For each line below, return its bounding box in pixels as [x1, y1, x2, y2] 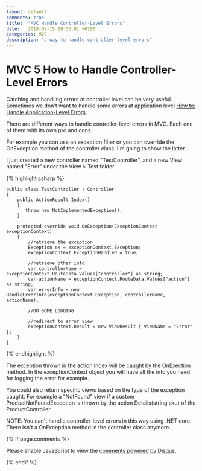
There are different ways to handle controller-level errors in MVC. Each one [6, 120, 193, 127]
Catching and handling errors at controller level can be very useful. [6, 95, 173, 103]
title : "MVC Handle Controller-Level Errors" [6, 20, 125, 26]
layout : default [6, 8, 47, 15]
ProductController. [6, 405, 52, 412]
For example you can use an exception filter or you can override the [6, 138, 175, 146]
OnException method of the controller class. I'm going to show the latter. [6, 144, 186, 152]
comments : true [6, 14, 45, 21]
